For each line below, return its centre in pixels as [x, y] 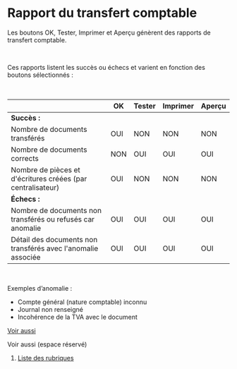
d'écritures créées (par [49, 179]
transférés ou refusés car [53, 219]
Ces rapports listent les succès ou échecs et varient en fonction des [107, 67]
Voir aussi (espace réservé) [47, 344]
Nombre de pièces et [46, 169]
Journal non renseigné [50, 309]
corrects [25, 158]
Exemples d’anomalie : [40, 288]
